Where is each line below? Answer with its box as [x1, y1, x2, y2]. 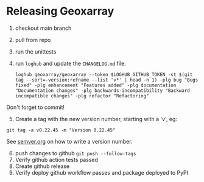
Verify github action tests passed [15, 156, 99, 163]
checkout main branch [15, 24, 72, 32]
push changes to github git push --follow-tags [15, 149, 136, 156]
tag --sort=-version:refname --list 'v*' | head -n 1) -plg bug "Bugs [15, 77, 199, 83]
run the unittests [15, 47, 57, 55]
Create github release [15, 163, 70, 170]
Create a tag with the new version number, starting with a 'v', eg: [15, 115, 178, 122]
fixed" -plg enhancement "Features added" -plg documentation [15, 82, 177, 88]
